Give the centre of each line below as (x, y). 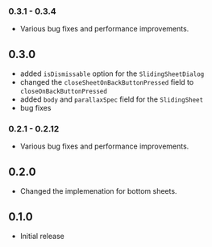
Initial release (42, 237)
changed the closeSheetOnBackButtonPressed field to (107, 82)
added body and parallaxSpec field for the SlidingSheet (112, 99)
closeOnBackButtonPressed (63, 92)
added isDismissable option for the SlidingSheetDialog (112, 73)
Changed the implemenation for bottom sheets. (98, 191)
